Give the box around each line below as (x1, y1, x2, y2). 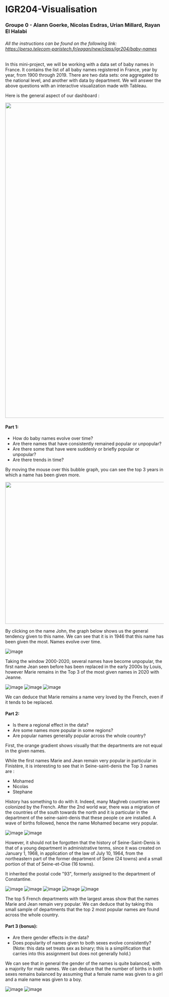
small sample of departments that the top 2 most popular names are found (5, 906, 159, 912)
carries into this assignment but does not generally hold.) (12, 950, 131, 957)
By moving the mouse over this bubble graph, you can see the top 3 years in (5, 466, 163, 472)
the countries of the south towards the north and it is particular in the (5, 809, 148, 815)
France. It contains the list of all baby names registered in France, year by (5, 67, 157, 73)
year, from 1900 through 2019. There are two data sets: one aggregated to (5, 72, 159, 78)
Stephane (12, 789, 33, 795)
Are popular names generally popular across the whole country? (12, 733, 146, 739)
